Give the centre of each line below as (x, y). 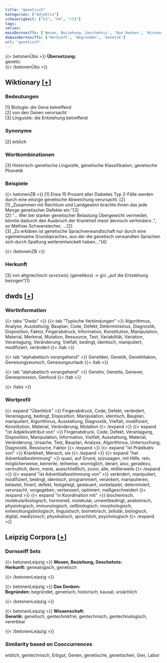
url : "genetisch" (23, 42)
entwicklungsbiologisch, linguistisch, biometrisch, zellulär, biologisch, (76, 511)
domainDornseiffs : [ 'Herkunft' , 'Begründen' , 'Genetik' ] (65, 38)
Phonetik (14, 171)
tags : (11, 24)
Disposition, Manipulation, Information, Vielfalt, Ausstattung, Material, (76, 437)
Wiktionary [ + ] (28, 83)
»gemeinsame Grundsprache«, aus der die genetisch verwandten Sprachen (83, 237)
